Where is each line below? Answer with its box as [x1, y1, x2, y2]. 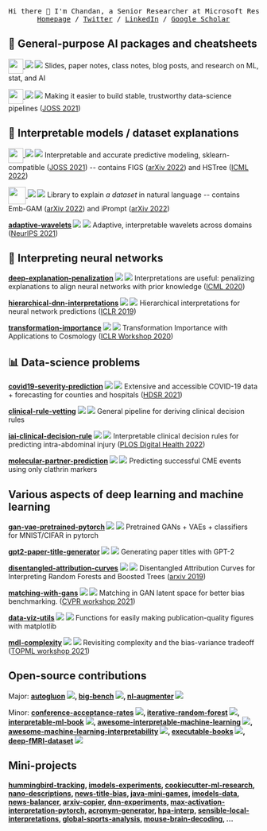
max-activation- [170, 797, 226, 806]
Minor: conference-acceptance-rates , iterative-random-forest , [8, 707, 240, 717]
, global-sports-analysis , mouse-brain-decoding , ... [58, 814, 234, 823]
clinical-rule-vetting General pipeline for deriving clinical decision [8, 407, 245, 416]
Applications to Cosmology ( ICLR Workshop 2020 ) [8, 331, 174, 341]
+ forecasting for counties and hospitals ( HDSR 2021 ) [8, 390, 183, 400]
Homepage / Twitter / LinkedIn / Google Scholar [37, 15, 230, 23]
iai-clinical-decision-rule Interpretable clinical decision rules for [8, 431, 239, 441]
